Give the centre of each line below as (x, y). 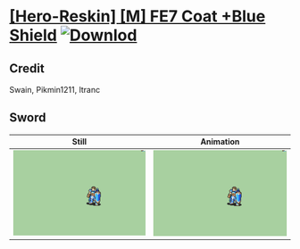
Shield (33, 35)
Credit (27, 68)
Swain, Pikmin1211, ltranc (55, 90)
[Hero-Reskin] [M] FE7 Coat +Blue (137, 17)
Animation (220, 142)
